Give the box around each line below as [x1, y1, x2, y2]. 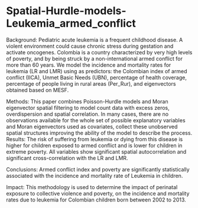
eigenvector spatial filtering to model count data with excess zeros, [6, 104, 170, 111]
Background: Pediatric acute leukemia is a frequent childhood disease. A [6, 36, 183, 43]
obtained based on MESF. [6, 86, 69, 93]
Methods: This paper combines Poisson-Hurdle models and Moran [6, 97, 168, 105]
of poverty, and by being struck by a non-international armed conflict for [6, 55, 183, 62]
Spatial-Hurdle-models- [6, 4, 126, 18]
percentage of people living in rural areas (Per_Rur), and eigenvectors [6, 80, 176, 87]
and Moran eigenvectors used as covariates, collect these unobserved [6, 123, 178, 130]
